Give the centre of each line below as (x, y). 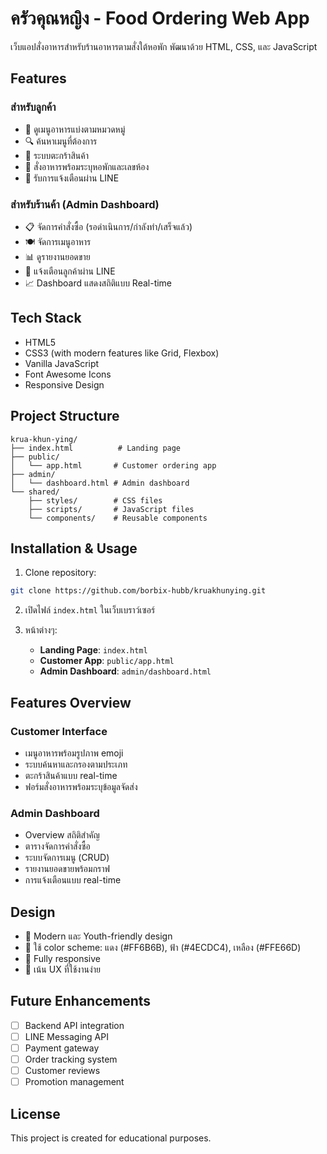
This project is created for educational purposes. (111, 1138)
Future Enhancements (81, 1001)
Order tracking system (71, 1059)
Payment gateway (62, 1048)
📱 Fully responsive (63, 959)
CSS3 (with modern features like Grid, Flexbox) (122, 353)
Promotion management (74, 1082)
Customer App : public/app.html (107, 661)
